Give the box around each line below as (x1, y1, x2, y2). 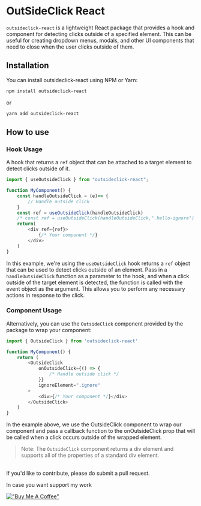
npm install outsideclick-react (6, 88, 87, 94)
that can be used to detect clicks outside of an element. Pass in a (6, 266, 167, 273)
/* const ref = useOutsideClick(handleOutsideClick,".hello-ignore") (17, 215, 195, 221)
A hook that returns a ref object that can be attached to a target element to (6, 159, 192, 166)
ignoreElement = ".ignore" (38, 382, 101, 388)
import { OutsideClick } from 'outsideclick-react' (6, 338, 138, 344)
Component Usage (6, 306, 62, 315)
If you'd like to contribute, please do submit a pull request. (6, 469, 150, 477)
